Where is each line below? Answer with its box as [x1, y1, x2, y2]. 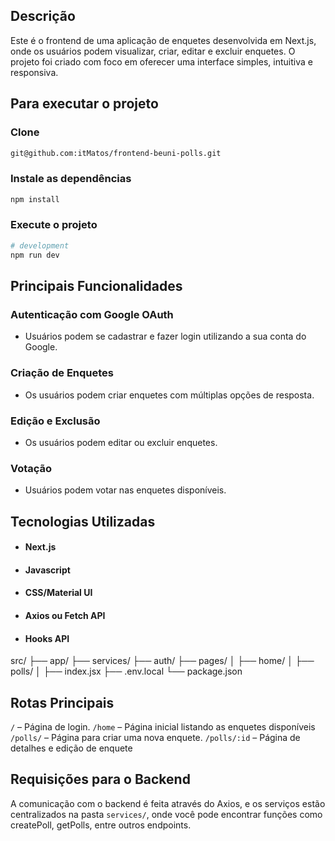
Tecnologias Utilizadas [10, 513, 156, 530]
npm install [10, 194, 60, 204]
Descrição [10, 8, 76, 25]
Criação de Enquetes [10, 366, 114, 380]
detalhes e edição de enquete [10, 742, 133, 754]
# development [10, 240, 70, 251]
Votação [10, 461, 53, 475]
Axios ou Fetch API [24, 609, 106, 621]
